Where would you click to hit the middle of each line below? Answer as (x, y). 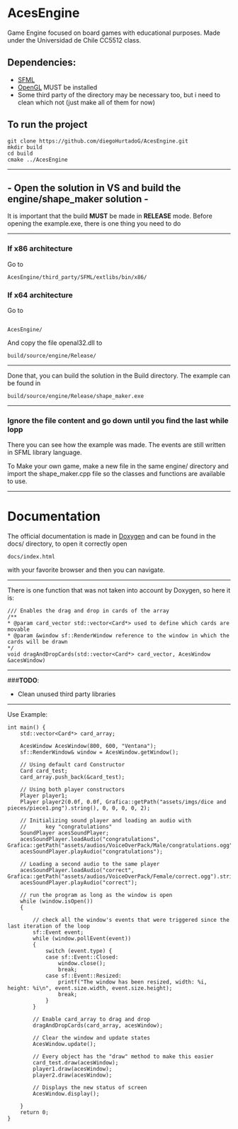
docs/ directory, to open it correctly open (67, 544)
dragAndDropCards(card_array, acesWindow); (98, 1026)
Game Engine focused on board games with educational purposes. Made (114, 33)
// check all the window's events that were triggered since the (131, 920)
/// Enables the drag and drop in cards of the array (89, 611)
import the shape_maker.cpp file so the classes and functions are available (116, 474)
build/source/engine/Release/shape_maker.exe (75, 396)
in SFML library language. (45, 453)
